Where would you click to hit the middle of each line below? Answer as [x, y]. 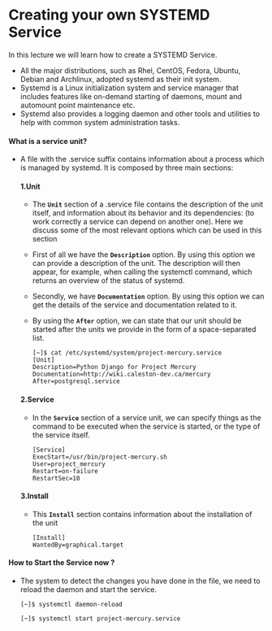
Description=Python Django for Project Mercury [114, 368]
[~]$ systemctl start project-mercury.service [100, 618]
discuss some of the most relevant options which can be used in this [147, 230]
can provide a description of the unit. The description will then [136, 263]
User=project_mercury [69, 464]
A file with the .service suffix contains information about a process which [142, 159]
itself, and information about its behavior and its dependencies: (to [143, 213]
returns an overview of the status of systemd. [108, 281]
